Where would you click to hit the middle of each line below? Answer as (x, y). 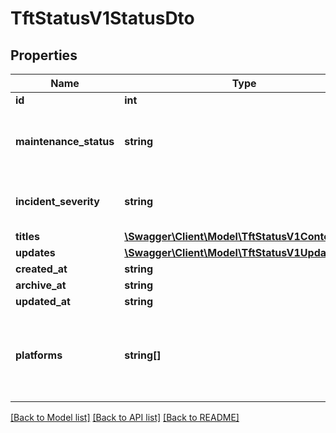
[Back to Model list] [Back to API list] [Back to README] (125, 417)
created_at (41, 269)
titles (27, 236)
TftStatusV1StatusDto (102, 18)
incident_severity (57, 201)
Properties (44, 55)
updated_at (43, 301)
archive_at (41, 285)
